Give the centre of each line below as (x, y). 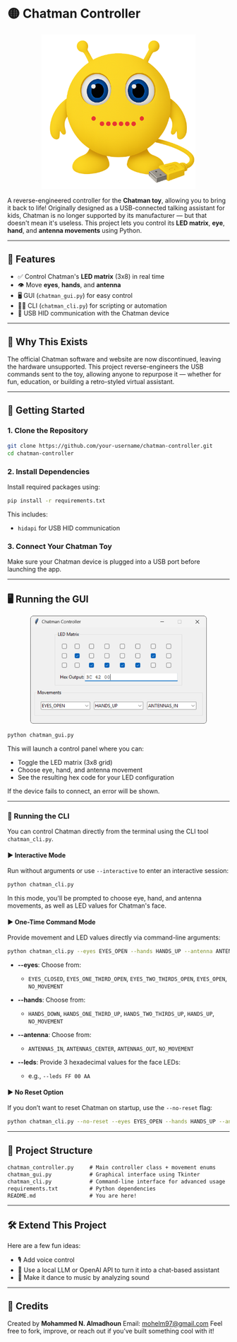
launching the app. (35, 569)
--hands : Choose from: (51, 1000)
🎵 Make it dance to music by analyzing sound (83, 1277)
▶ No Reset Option (36, 1092)
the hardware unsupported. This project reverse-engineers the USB (105, 366)
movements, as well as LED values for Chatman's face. (87, 906)
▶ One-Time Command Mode (51, 922)
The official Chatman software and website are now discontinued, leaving (114, 359)
